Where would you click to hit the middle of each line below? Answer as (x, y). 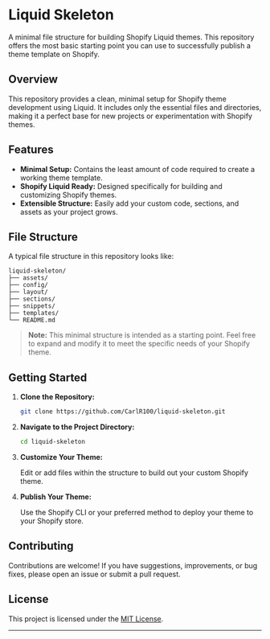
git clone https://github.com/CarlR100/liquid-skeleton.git (123, 412)
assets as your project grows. (69, 211)
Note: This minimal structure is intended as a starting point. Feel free (142, 335)
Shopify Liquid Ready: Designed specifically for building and (121, 186)
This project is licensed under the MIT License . (86, 619)
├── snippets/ (32, 306)
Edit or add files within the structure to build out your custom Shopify (134, 473)
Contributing (41, 546)
